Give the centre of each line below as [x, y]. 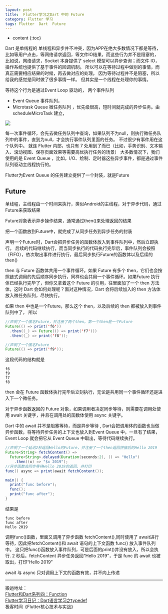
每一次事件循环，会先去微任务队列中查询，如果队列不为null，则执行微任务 [81, 133]
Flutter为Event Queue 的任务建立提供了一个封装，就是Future [67, 175]
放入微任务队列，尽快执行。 [34, 295]
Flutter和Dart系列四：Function [36, 594]
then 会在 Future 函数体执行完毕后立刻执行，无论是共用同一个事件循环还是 [82, 392]
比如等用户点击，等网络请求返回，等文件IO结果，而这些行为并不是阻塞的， [82, 54]
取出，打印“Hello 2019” [29, 562]
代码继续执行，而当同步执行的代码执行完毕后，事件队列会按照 [92, 248]
